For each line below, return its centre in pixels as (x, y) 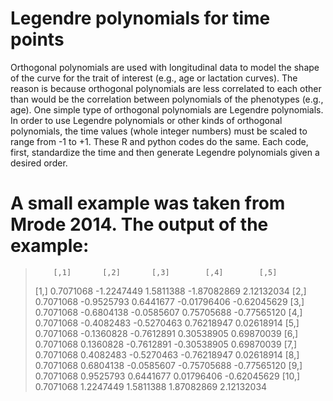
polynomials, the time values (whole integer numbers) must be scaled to (159, 131)
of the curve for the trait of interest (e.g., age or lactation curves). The (154, 78)
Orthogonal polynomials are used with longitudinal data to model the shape (165, 67)
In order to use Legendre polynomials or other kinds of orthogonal (146, 120)
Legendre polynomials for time (140, 18)
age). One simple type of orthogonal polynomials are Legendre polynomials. (167, 109)
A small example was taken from (148, 203)
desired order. (39, 163)
